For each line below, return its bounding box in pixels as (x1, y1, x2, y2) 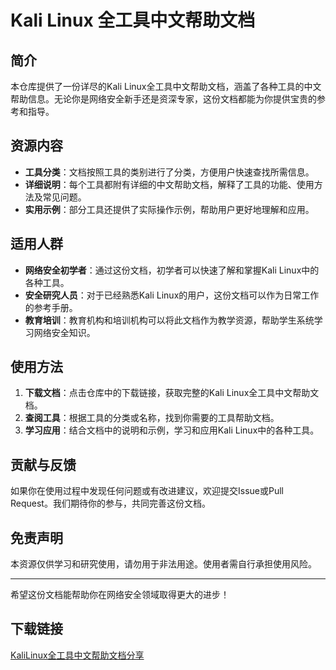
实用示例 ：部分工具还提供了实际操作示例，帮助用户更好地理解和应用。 (24, 203, 315, 215)
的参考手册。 (24, 301, 78, 313)
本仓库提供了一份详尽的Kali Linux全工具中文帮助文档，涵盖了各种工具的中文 (10, 81, 322, 92)
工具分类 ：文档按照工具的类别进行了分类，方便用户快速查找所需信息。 (24, 166, 315, 178)
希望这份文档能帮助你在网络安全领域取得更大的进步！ (10, 589, 230, 601)
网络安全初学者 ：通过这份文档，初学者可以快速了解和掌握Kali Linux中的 (24, 264, 320, 276)
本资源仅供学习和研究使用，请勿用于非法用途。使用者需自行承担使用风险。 (10, 558, 317, 570)
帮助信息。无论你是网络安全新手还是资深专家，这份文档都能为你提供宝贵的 (10, 93, 317, 105)
